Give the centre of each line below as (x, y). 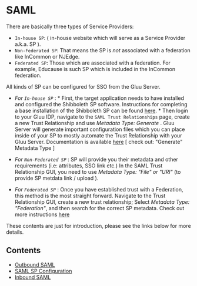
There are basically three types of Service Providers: (70, 26)
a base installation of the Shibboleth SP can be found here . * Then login (101, 110)
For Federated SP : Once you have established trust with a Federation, (99, 189)
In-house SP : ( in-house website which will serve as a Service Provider (100, 38)
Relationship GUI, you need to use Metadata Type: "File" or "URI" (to (98, 171)
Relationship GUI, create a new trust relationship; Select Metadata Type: (102, 202)
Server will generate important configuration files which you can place (100, 129)
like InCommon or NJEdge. (47, 56)
